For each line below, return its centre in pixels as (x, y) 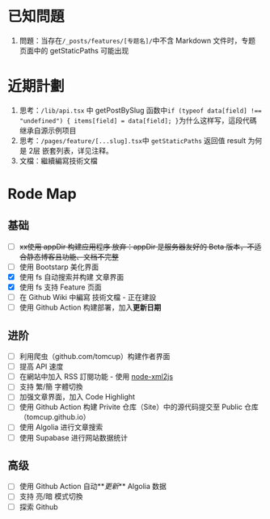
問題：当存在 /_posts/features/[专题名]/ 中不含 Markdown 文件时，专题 (137, 40)
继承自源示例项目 (48, 130)
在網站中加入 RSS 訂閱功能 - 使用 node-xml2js (96, 377)
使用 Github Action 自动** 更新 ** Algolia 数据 (93, 487)
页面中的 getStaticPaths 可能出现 (74, 50)
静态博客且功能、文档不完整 (72, 256)
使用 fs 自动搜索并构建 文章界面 (72, 277)
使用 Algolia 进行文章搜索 (61, 427)
